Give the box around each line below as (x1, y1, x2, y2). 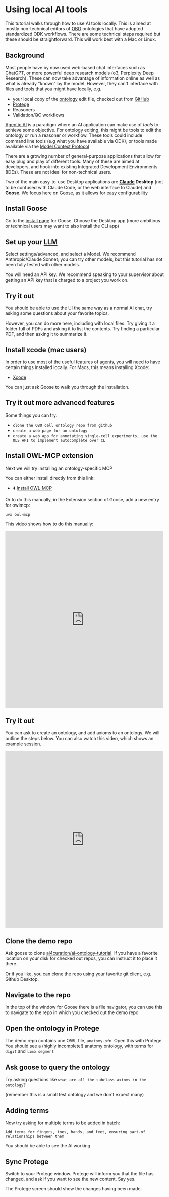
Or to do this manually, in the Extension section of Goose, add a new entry (5, 496, 160, 502)
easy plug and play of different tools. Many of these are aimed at (5, 158, 140, 164)
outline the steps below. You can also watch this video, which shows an (5, 735, 154, 742)
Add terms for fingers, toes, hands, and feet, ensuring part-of (5, 1129, 145, 1134)
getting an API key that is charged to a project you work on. (5, 277, 129, 283)
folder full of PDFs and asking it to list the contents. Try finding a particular (5, 326, 160, 332)
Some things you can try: (5, 412, 58, 418)
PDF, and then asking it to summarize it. (5, 331, 88, 337)
